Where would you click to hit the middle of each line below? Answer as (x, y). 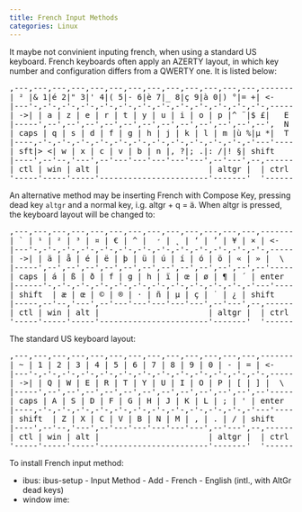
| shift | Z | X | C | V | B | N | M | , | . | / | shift (142, 418)
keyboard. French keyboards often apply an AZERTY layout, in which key (144, 61)
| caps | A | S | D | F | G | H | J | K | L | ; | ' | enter (147, 400)
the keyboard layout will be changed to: (82, 214)
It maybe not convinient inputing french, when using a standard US (133, 51)
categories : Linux (44, 26)
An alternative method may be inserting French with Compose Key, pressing (150, 195)
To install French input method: (67, 463)
